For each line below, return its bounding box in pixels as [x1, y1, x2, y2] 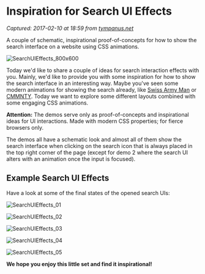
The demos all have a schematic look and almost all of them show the [6, 136, 182, 143]
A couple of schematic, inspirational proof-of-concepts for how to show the [6, 36, 197, 43]
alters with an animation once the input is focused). [6, 155, 136, 163]
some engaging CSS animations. [6, 99, 89, 106]
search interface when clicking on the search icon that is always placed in [6, 142, 193, 149]
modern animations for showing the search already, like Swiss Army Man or [6, 86, 197, 93]
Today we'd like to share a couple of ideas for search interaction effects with [6, 66, 199, 74]
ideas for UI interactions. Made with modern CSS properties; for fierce [6, 117, 184, 125]
